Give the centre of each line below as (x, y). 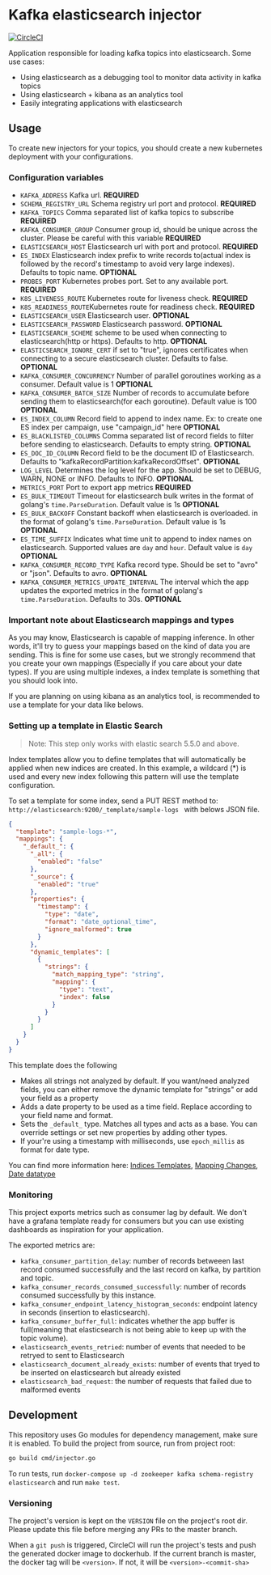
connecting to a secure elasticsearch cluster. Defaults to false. (124, 358)
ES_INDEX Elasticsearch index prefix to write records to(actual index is (135, 256)
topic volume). (44, 1338)
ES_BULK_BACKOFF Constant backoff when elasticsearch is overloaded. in (139, 513)
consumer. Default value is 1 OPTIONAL (87, 384)
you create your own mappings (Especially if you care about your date (125, 663)
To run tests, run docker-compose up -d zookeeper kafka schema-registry (131, 1473)
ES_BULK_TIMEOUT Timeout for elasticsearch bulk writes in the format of (137, 496)
